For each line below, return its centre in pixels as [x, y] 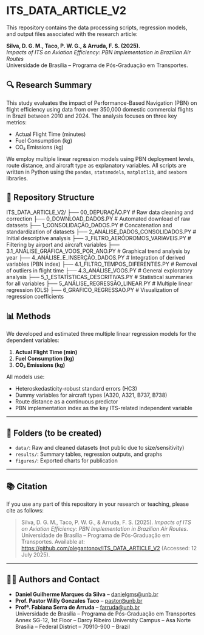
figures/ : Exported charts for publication [66, 461]
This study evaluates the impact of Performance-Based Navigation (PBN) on [102, 103]
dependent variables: [33, 340]
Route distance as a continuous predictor [66, 402]
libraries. [17, 178]
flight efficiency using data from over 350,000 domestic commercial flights [100, 109]
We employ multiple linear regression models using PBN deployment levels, [101, 158]
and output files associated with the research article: [72, 34]
